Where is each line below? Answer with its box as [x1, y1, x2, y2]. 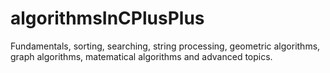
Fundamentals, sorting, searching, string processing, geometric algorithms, [10, 40, 321, 52]
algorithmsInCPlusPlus [10, 7, 205, 30]
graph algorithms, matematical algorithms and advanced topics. [10, 50, 273, 62]
